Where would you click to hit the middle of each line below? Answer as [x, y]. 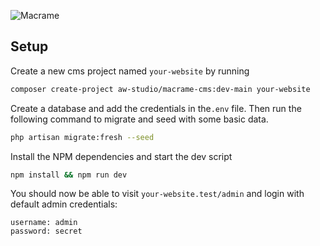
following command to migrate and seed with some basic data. [139, 119]
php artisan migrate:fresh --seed [82, 137]
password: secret [46, 231]
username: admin [44, 223]
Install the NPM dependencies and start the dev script [121, 156]
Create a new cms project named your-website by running [130, 71]
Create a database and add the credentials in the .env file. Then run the [156, 108]
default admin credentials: [64, 204]
